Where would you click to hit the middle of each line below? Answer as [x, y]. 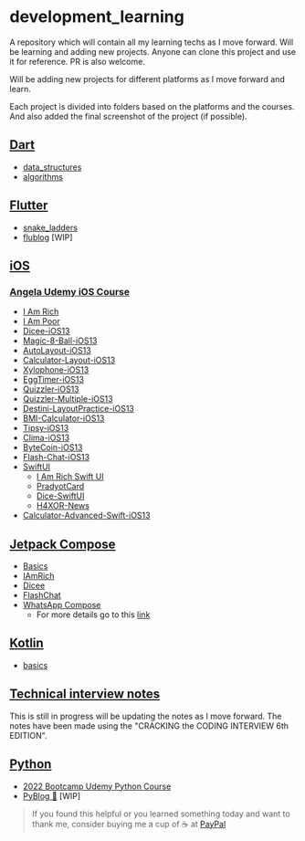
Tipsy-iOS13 [46, 428]
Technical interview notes [85, 694]
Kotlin [26, 643]
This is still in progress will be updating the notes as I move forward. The [146, 716]
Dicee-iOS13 [46, 331]
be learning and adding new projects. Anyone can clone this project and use [153, 51]
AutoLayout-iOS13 [57, 351]
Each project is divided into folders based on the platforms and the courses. [152, 106]
